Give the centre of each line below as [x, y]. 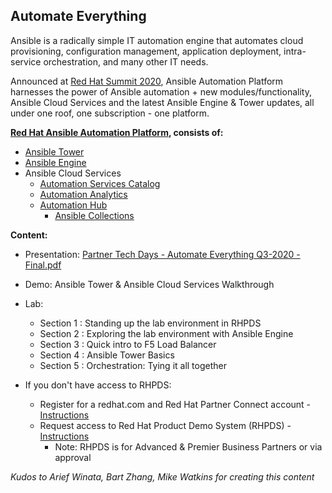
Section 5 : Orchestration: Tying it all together [133, 365]
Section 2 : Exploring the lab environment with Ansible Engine [166, 333]
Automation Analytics [83, 194]
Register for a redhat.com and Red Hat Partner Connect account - [175, 404]
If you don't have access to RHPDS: [98, 385]
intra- [295, 51]
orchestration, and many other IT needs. [126, 61]
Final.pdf [43, 265]
